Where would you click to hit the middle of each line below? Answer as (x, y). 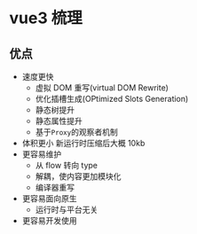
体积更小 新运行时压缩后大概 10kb (83, 143)
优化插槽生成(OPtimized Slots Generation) (112, 99)
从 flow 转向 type (67, 165)
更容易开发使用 (49, 221)
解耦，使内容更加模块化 (78, 176)
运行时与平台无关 (67, 210)
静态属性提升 (59, 121)
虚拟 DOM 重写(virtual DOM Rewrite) (102, 88)
